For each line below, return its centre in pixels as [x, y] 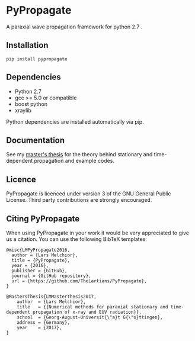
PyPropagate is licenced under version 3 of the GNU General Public [89, 194]
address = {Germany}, [43, 323]
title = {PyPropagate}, [41, 260]
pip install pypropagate [37, 59]
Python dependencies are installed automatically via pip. [75, 121]
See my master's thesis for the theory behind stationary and [79, 155]
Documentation [36, 140]
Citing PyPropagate [43, 219]
